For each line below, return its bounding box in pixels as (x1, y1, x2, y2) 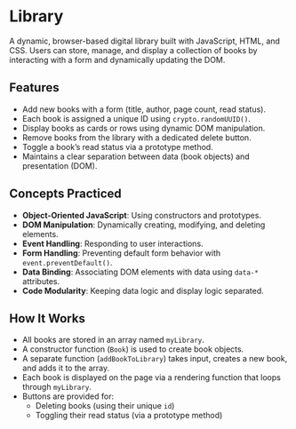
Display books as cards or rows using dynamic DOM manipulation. (21, 123, 266, 133)
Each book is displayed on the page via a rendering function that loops (21, 372, 282, 383)
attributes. (21, 275, 60, 286)
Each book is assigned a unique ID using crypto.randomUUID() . (21, 113, 251, 123)
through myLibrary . (21, 382, 92, 393)
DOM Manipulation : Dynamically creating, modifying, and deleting (21, 219, 266, 230)
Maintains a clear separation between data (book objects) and (21, 151, 251, 162)
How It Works (9, 311, 86, 326)
